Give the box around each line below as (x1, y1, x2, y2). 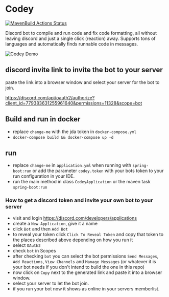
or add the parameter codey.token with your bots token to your (32, 167, 164, 174)
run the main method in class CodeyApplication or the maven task (12, 179, 151, 185)
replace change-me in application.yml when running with (12, 162, 132, 168)
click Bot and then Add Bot (12, 226, 68, 232)
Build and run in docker (5, 115, 81, 123)
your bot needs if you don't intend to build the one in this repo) (12, 264, 144, 270)
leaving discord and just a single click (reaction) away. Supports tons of (5, 35, 156, 41)
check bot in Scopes (12, 247, 56, 253)
